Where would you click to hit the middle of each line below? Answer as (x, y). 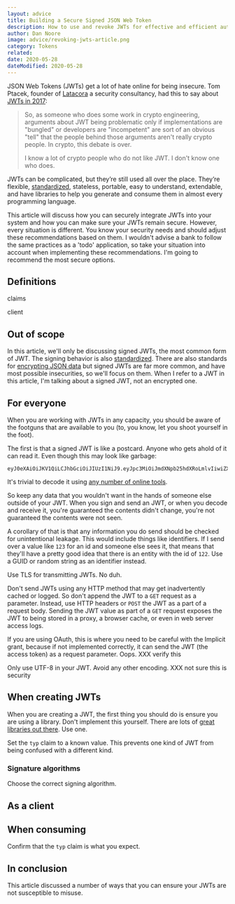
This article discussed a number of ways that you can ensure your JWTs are (117, 886)
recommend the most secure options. (61, 260)
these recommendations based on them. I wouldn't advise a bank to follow (115, 237)
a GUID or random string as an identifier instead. (77, 561)
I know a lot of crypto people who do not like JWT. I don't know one (122, 158)
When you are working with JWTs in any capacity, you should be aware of (114, 420)
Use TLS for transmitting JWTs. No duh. (65, 575)
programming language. (42, 201)
